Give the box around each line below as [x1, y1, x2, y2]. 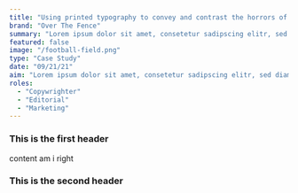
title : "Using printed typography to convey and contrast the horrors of [9, 12, 288, 22]
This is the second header [9, 174, 124, 187]
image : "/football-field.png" [9, 46, 122, 55]
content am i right [9, 152, 74, 164]
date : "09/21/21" [9, 63, 74, 72]
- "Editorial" [17, 95, 69, 104]
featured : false [9, 37, 69, 47]
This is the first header [9, 133, 109, 145]
